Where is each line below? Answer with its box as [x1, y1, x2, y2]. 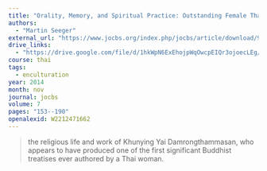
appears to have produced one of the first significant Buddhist [27, 145, 232, 155]
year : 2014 [8, 78, 44, 86]
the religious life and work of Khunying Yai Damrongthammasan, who [27, 137, 254, 146]
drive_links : [8, 41, 52, 49]
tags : [8, 64, 26, 72]
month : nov [8, 85, 44, 94]
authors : [8, 19, 37, 27]
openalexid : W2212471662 [8, 115, 91, 123]
